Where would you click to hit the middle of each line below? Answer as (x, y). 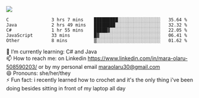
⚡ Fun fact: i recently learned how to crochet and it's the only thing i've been (99, 80)
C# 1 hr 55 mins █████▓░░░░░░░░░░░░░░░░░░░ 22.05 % (97, 30)
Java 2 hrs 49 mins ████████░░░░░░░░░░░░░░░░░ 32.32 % (97, 25)
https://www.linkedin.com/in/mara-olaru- (138, 58)
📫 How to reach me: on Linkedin (46, 58)
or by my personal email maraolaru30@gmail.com (99, 67)
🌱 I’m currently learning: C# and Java (52, 52)
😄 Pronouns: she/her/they (39, 73)
